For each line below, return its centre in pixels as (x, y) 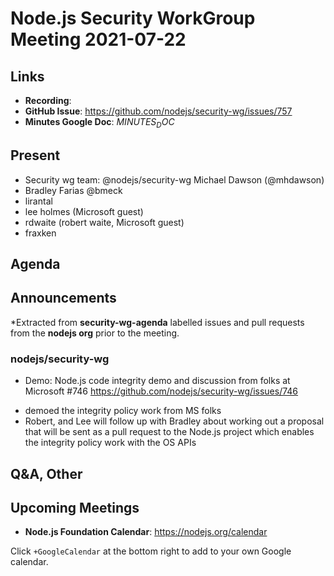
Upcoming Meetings (75, 507)
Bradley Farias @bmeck (73, 190)
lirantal (38, 201)
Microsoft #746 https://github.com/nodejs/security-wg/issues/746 (161, 391)
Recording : (48, 100)
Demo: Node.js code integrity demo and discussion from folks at (157, 381)
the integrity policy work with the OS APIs (110, 443)
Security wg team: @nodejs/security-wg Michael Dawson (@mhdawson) (174, 179)
